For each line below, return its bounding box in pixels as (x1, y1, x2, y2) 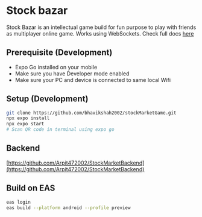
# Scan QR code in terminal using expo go (6, 127, 115, 133)
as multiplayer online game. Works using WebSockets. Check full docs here (6, 30, 194, 37)
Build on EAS (6, 183, 55, 193)
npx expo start (6, 121, 45, 127)
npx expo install (6, 115, 50, 121)
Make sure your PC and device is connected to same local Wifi (14, 76, 171, 83)
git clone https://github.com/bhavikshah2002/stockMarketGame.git (6, 110, 177, 116)
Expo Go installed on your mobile (14, 63, 98, 71)
